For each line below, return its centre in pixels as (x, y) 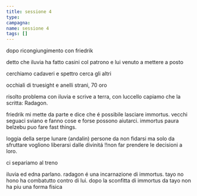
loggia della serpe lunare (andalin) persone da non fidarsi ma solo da (90, 139)
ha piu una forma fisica (34, 187)
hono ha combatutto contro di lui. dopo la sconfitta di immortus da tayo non (99, 181)
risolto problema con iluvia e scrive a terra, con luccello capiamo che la (93, 97)
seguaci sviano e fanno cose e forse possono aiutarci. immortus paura (93, 121)
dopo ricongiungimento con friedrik (50, 50)
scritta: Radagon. (27, 103)
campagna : (18, 23)
